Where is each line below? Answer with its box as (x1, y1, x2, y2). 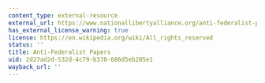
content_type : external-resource (8, 11, 118, 20)
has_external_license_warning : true (8, 26, 129, 34)
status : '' (8, 41, 44, 49)
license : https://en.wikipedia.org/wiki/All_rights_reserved (8, 33, 214, 42)
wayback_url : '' (8, 63, 62, 71)
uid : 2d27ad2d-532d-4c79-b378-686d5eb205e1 (8, 56, 154, 64)
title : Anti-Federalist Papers (8, 48, 111, 56)
